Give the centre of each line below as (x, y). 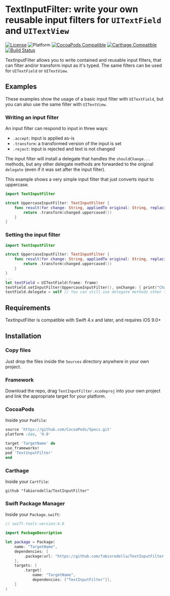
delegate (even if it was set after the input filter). (55, 169)
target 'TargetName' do (30, 444)
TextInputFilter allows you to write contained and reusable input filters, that (83, 60)
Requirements (28, 308)
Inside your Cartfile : (27, 481)
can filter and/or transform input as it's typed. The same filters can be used (84, 65)
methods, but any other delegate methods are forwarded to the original (79, 164)
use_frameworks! (22, 448)
